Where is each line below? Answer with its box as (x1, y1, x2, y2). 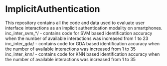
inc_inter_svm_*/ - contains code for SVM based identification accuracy (5, 30, 153, 36)
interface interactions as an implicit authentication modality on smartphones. (5, 25, 163, 31)
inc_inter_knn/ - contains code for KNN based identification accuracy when (5, 51, 160, 57)
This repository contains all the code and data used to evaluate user (5, 20, 145, 26)
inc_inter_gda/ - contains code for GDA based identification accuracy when (5, 40, 160, 46)
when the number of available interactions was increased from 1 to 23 (5, 35, 149, 41)
